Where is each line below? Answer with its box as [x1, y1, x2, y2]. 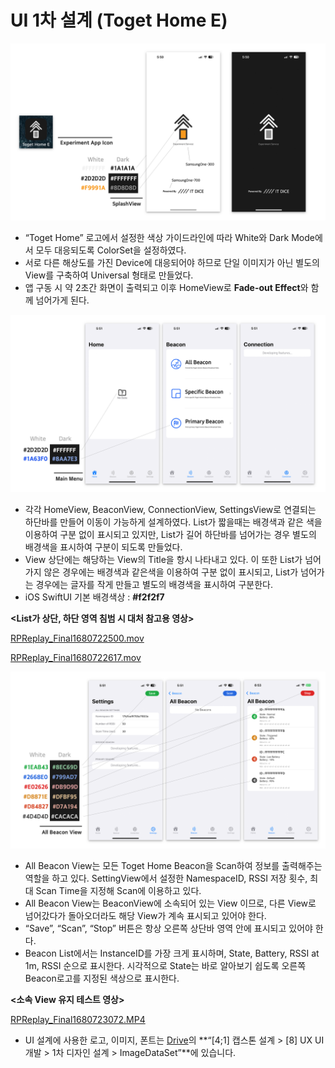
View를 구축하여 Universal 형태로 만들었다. [24, 269, 194, 281]
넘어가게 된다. [35, 294, 90, 306]
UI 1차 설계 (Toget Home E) [10, 9, 228, 32]
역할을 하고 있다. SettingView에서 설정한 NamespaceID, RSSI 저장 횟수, [24, 872, 308, 885]
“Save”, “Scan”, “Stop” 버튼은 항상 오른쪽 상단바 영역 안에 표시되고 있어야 [24, 922, 313, 935]
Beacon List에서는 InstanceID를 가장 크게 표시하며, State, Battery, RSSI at [24, 947, 320, 960]
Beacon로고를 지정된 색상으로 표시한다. [24, 972, 180, 985]
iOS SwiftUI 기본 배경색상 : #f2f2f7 [24, 591, 165, 603]
